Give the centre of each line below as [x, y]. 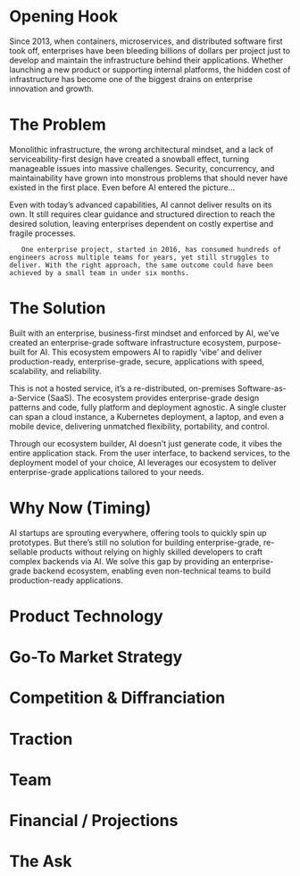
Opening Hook [64, 17]
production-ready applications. [66, 580]
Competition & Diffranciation [117, 698]
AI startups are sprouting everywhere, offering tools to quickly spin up [138, 532]
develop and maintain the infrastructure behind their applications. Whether [146, 60]
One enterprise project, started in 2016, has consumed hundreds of [151, 249]
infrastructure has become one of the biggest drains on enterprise [131, 79]
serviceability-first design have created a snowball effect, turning [129, 159]
